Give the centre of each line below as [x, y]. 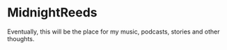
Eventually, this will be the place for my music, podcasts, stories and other [114, 32]
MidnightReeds [52, 13]
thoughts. [21, 38]
